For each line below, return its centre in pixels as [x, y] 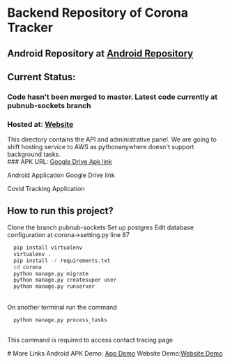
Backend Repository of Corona [98, 13]
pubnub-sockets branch [49, 105]
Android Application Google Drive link [61, 175]
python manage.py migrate [51, 273]
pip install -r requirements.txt [62, 260]
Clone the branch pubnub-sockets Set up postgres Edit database [100, 227]
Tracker [30, 28]
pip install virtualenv [48, 248]
